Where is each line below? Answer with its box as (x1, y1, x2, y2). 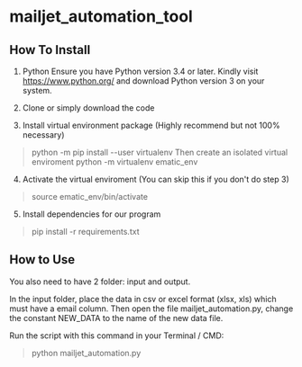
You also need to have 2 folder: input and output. (9, 276, 191, 287)
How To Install (9, 42, 91, 58)
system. (22, 85, 52, 95)
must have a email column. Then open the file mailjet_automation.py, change (9, 303, 294, 314)
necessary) (22, 130, 65, 140)
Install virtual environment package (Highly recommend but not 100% (22, 120, 281, 130)
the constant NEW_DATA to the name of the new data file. (9, 312, 224, 323)
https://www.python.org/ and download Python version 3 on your (22, 76, 265, 86)
